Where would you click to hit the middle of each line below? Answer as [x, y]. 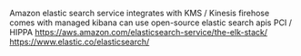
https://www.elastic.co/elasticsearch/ [80, 42]
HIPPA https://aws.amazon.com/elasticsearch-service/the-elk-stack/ [139, 32]
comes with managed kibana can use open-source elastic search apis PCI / [151, 23]
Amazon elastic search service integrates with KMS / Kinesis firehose [140, 13]
